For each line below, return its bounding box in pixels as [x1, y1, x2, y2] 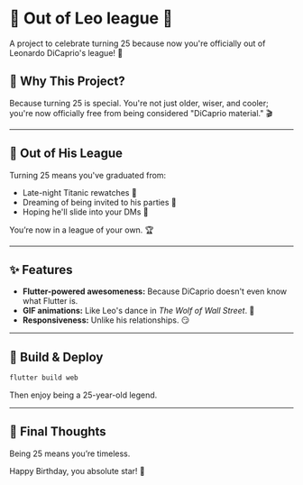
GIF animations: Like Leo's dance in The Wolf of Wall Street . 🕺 [22, 306, 255, 316]
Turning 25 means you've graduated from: [9, 169, 167, 180]
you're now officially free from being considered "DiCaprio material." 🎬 [9, 107, 273, 118]
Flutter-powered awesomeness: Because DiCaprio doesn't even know [22, 286, 288, 297]
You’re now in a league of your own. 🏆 [9, 224, 154, 235]
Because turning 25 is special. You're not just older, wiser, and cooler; [9, 97, 269, 108]
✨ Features [9, 261, 73, 278]
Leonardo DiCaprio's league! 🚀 [9, 47, 124, 58]
